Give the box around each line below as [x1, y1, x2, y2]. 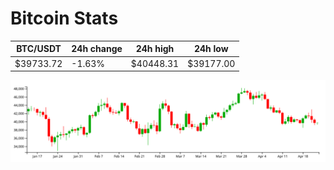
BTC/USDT [16, 43, 62, 55]
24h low [193, 43, 229, 55]
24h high [135, 43, 175, 55]
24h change [71, 43, 123, 55]
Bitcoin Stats [10, 7, 119, 30]
